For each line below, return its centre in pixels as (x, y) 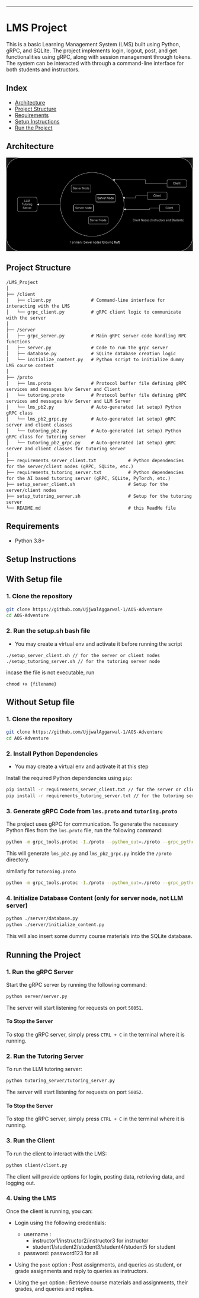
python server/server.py (37, 996)
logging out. (21, 1183)
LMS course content (30, 365)
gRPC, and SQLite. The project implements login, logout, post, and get (92, 50)
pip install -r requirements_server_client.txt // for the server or (94, 790)
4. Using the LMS (31, 1198)
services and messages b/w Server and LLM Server (69, 401)
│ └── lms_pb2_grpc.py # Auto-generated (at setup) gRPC (91, 419)
